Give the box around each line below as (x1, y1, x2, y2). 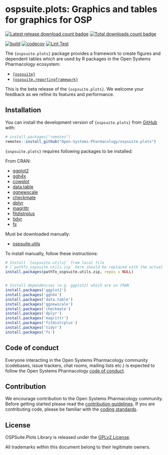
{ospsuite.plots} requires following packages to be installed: (5, 148, 133, 154)
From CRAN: (5, 158, 31, 164)
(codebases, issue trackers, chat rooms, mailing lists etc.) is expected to (5, 362, 155, 368)
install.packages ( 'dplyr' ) (5, 311, 62, 316)
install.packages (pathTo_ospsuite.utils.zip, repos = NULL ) (5, 269, 134, 275)
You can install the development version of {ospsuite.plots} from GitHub (5, 119, 157, 125)
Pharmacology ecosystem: (5, 61, 61, 67)
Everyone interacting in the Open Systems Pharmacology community (5, 357, 148, 363)
